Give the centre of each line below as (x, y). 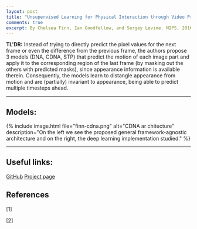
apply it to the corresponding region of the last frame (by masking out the (95, 63)
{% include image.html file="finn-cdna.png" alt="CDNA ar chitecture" (90, 126)
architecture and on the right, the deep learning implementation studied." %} (98, 139)
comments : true (25, 22)
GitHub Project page (31, 176)
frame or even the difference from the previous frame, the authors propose (96, 51)
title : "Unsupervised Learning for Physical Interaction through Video (95, 17)
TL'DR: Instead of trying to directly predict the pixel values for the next (91, 45)
